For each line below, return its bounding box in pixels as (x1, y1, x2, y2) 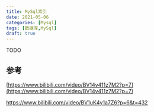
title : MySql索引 (6, 8, 47, 15)
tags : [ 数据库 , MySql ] (6, 25, 57, 31)
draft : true (6, 31, 36, 37)
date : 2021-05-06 (6, 14, 49, 20)
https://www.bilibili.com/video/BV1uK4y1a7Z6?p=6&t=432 (6, 98, 148, 106)
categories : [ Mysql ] (6, 19, 57, 25)
